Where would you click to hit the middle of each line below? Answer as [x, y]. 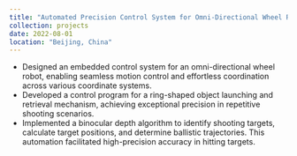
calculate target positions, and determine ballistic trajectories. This [143, 132]
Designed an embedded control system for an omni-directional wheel [148, 67]
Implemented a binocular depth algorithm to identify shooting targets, [148, 123]
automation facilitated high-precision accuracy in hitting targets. [139, 142]
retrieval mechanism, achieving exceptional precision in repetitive [141, 104]
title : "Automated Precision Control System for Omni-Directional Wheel [146, 17]
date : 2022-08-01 [41, 33]
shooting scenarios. [58, 114]
